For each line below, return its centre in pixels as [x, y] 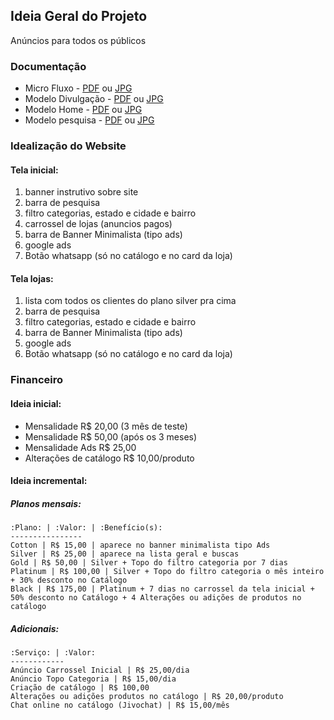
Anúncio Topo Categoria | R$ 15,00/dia [93, 679]
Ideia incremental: [49, 481]
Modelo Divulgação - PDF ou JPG [94, 99]
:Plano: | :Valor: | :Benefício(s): [86, 528]
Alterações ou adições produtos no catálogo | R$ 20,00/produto [147, 697]
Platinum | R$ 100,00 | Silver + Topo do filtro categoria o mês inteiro [167, 572]
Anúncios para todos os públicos [78, 40]
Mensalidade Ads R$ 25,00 [80, 447]
